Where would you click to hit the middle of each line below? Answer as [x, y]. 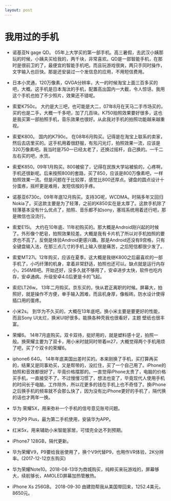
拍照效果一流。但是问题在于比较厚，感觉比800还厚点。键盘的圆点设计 [86, 179]
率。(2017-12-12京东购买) [39, 458]
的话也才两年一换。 [33, 397]
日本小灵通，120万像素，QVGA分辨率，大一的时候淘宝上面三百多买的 [85, 82]
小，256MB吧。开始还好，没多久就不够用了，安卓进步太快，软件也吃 [85, 270]
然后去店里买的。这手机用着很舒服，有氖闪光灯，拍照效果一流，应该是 [86, 143]
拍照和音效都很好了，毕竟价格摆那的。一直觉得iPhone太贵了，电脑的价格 [89, 372]
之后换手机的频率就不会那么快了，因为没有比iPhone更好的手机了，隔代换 [89, 391]
